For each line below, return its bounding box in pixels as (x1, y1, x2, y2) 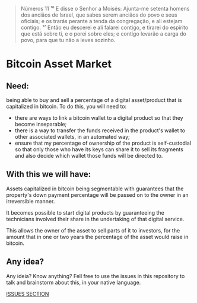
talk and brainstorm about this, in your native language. (6, 279, 141, 286)
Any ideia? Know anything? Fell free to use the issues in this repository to (6, 272, 185, 279)
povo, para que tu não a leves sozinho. (20, 37, 116, 43)
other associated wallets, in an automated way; (14, 133, 130, 140)
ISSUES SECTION (6, 290, 49, 297)
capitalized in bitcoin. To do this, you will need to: (6, 103, 127, 110)
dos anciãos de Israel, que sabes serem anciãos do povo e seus (20, 11, 177, 18)
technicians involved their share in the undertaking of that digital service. (6, 215, 185, 222)
